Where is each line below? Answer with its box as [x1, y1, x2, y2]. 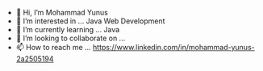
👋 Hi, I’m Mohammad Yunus [15, 8, 109, 17]
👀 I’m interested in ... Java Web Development [15, 16, 165, 26]
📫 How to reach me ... [15, 43, 91, 52]
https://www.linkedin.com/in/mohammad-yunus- [92, 43, 256, 52]
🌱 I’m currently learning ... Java [15, 25, 120, 34]
